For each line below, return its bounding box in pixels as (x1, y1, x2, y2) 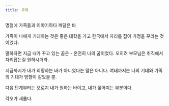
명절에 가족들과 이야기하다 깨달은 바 (5, 22, 76, 28)
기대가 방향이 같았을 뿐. (10, 73, 57, 79)
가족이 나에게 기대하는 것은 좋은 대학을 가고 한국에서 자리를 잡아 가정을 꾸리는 (5, 33, 159, 39)
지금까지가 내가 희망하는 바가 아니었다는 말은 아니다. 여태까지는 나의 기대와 (5, 67, 154, 73)
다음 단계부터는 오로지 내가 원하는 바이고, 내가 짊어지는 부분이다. (5, 85, 133, 91)
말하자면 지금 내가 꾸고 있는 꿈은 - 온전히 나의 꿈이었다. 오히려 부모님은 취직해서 (5, 50, 163, 56)
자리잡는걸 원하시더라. (5, 57, 49, 63)
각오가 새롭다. (5, 95, 33, 101)
